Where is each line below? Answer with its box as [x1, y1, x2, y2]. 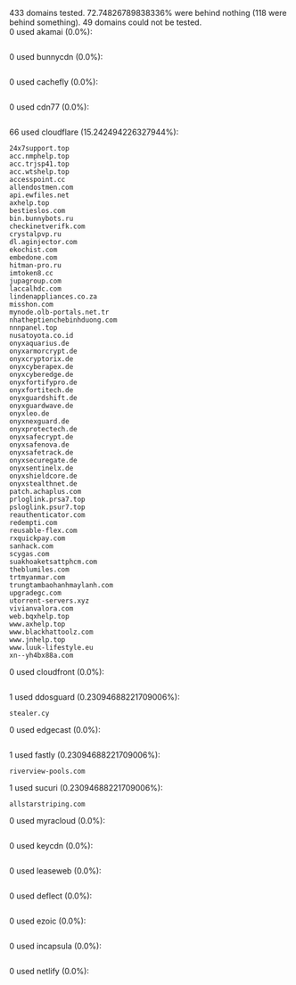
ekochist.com [9, 245, 58, 254]
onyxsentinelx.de [9, 464, 74, 472]
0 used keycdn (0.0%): [9, 841, 94, 850]
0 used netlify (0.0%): [9, 966, 89, 976]
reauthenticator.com [9, 511, 86, 520]
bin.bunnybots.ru [9, 214, 74, 223]
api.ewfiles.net [9, 191, 70, 200]
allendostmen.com [9, 183, 74, 192]
